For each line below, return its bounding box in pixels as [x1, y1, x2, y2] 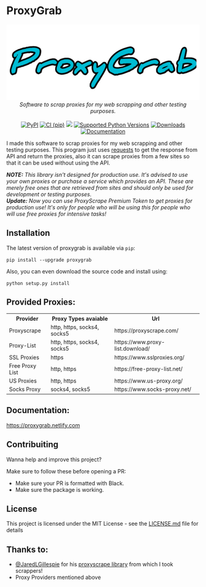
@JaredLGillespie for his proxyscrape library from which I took [15, 561, 174, 568]
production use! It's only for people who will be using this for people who [6, 203, 191, 211]
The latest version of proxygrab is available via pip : [6, 244, 135, 252]
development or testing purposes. [6, 190, 92, 198]
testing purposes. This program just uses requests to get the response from [6, 146, 198, 154]
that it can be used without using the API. [6, 159, 110, 166]
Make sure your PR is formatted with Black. [15, 480, 124, 487]
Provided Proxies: [6, 297, 75, 308]
